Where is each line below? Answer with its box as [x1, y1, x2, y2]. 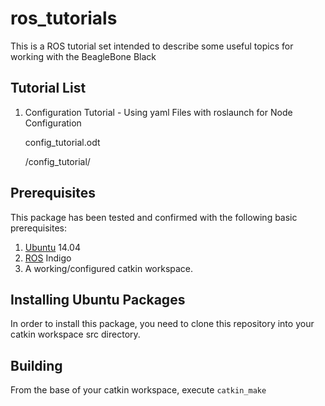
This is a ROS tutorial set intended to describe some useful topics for [10, 40, 294, 52]
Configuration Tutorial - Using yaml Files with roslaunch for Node [24, 106, 293, 118]
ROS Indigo [24, 252, 72, 264]
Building [10, 357, 63, 374]
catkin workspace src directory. [10, 328, 141, 341]
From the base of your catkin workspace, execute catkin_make [10, 384, 267, 396]
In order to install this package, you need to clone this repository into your [10, 318, 315, 330]
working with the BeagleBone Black [10, 50, 157, 62]
